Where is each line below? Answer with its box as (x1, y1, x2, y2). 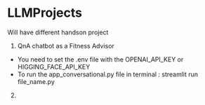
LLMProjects (7, 5, 83, 21)
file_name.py (17, 77, 55, 85)
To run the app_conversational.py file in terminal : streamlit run (17, 70, 199, 78)
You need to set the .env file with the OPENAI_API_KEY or (17, 55, 184, 64)
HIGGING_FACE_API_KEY (17, 62, 91, 71)
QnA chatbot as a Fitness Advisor (17, 41, 114, 50)
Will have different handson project (7, 28, 109, 36)
